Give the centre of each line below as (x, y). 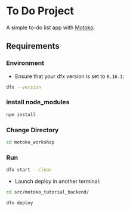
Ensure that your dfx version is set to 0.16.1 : (69, 76)
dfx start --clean (29, 170)
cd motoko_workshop (30, 142)
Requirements (33, 46)
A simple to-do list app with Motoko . (51, 27)
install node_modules (38, 102)
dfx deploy (20, 203)
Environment (25, 63)
